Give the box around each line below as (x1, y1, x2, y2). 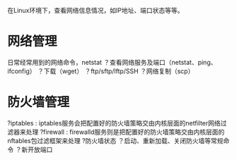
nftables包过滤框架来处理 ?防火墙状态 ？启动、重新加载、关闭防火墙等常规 (7, 136, 224, 144)
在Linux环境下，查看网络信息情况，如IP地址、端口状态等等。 (7, 6, 184, 14)
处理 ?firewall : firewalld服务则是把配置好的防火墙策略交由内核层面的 (25, 128, 225, 136)
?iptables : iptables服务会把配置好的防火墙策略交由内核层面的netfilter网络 (7, 118, 221, 127)
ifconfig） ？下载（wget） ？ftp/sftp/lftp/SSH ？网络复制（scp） (7, 66, 195, 75)
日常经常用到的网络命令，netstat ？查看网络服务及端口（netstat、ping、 (7, 58, 217, 66)
